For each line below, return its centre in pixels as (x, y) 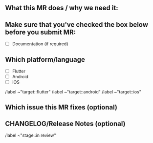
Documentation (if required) (40, 44)
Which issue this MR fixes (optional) (61, 107)
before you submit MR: (41, 32)
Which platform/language (45, 60)
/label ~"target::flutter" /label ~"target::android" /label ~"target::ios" (73, 92)
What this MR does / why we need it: (62, 8)
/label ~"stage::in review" (31, 135)
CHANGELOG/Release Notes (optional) (65, 124)
